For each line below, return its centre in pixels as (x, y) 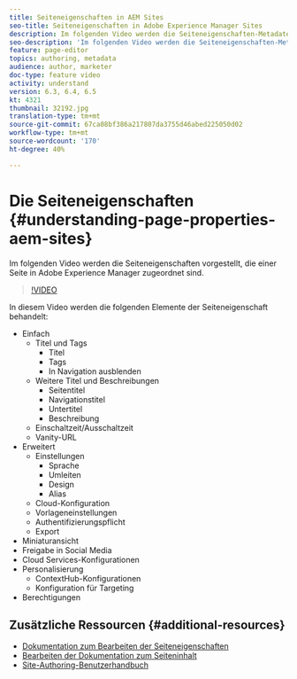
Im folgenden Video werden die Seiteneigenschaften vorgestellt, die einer (143, 263)
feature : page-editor (49, 51)
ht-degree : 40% (37, 149)
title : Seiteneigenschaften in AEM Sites (87, 17)
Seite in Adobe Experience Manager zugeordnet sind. (107, 272)
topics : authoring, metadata (63, 59)
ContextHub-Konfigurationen (88, 578)
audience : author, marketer (61, 67)
